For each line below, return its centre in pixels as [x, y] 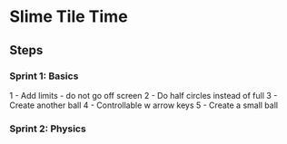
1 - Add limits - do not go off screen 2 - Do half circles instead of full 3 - [143, 95]
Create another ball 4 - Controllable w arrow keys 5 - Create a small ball [144, 105]
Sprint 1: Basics [44, 76]
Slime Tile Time [69, 17]
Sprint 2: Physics [48, 129]
